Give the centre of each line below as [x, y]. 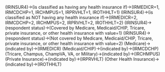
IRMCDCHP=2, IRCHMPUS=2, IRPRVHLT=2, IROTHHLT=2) [64, 23]
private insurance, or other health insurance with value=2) [64, 43]
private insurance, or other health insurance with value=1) [64, 33]
